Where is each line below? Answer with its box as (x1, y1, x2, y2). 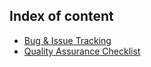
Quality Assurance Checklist (23, 45, 141, 57)
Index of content (9, 8, 114, 25)
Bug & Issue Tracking (23, 34, 112, 46)
